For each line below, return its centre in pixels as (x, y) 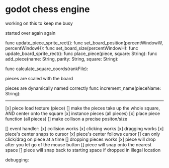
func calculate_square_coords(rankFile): (47, 69)
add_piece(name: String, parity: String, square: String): (62, 59)
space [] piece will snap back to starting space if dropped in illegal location (83, 150)
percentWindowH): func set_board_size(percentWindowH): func (72, 48)
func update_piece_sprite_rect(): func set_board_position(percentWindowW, (84, 43)
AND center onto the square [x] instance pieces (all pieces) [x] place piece (82, 113)
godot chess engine (48, 9)
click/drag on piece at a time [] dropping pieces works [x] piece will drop (80, 139)
